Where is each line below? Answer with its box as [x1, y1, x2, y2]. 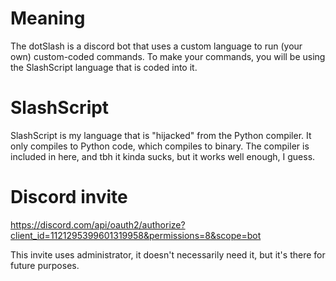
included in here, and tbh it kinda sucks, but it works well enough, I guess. [10, 150, 316, 162]
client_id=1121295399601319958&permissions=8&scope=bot [10, 229, 262, 241]
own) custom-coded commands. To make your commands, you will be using [10, 50, 326, 62]
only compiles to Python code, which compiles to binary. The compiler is [10, 140, 310, 152]
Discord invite [10, 186, 128, 209]
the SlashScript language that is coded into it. [10, 61, 198, 73]
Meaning [10, 7, 86, 30]
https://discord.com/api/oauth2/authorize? [10, 218, 186, 231]
